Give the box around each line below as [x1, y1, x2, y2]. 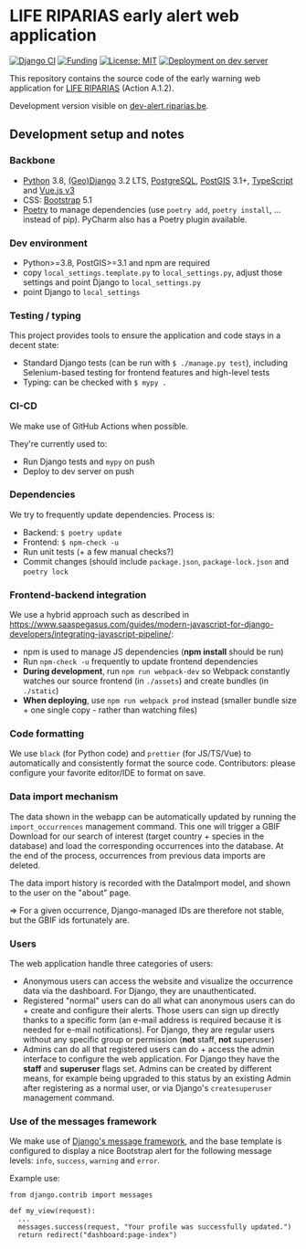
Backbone [9, 154, 56, 167]
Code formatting [9, 727, 85, 740]
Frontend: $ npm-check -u [22, 536, 120, 547]
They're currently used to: [9, 438, 108, 449]
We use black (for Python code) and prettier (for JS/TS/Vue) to [9, 748, 251, 759]
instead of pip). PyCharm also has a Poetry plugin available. [22, 214, 248, 225]
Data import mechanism [9, 790, 119, 803]
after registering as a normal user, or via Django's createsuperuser [22, 1083, 272, 1093]
